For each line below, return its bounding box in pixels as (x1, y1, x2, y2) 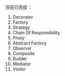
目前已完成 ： (5, 4, 33, 10)
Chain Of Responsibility (12, 30, 60, 35)
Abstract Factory (12, 40, 47, 46)
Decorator (12, 14, 33, 20)
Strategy (12, 25, 30, 30)
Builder (12, 56, 27, 61)
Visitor (12, 66, 26, 72)
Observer (12, 46, 32, 51)
